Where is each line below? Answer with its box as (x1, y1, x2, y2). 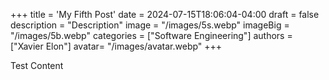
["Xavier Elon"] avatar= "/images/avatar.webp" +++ (10, 40, 223, 52)
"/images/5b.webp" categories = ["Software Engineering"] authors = (10, 30, 293, 41)
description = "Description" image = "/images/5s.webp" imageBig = (10, 19, 290, 31)
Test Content (10, 60, 64, 71)
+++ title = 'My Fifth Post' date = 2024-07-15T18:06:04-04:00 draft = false (10, 9, 320, 20)
